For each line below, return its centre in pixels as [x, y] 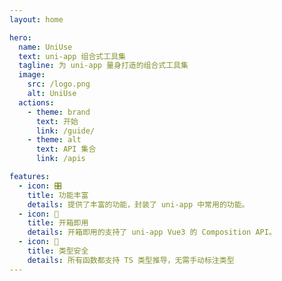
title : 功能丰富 [58, 195]
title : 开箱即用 [58, 223]
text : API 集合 [66, 149]
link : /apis [60, 159]
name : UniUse [45, 47]
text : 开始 [57, 121]
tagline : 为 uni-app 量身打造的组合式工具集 [103, 66]
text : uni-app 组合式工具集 [72, 56]
